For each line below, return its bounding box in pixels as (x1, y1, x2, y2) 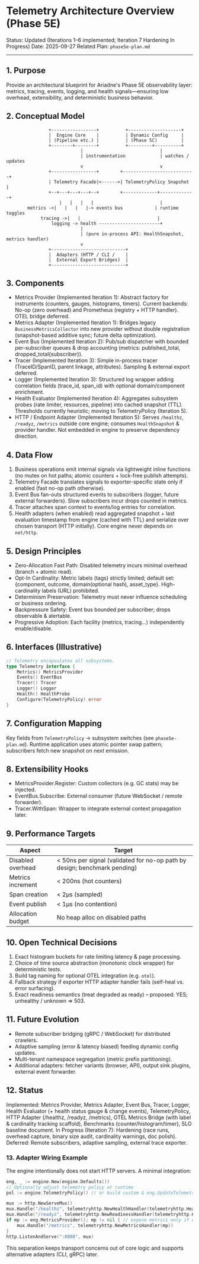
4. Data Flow (6, 450, 53, 460)
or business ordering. (14, 600, 68, 606)
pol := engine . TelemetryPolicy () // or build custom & (6, 1190, 145, 1196)
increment (9, 881, 37, 889)
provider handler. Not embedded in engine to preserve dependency (14, 426, 180, 434)
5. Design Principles (6, 546, 82, 556)
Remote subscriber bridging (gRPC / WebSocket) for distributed (14, 1030, 171, 1037)
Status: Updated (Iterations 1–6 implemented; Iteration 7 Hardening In (6, 36, 175, 43)
